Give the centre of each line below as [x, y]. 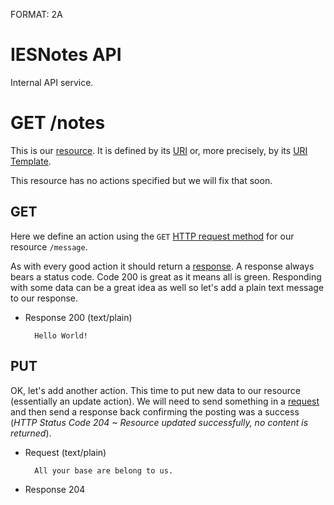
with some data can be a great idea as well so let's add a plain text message [167, 287]
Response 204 [55, 489]
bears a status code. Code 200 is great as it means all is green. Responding [166, 276]
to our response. [44, 298]
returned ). [31, 433]
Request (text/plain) [65, 452]
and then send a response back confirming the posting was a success [155, 411]
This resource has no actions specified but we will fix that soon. [141, 180]
